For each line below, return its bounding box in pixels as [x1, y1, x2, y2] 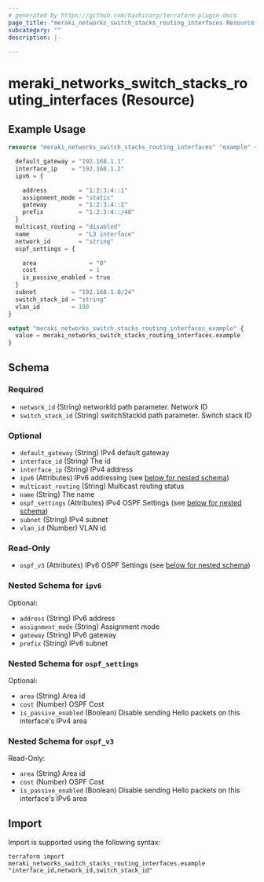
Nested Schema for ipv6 [8, 580, 102, 591]
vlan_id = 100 [15, 303, 90, 311]
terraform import [8, 853, 65, 861]
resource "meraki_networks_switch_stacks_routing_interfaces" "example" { [8, 143, 258, 152]
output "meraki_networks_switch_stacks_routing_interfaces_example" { [8, 324, 244, 333]
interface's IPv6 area [19, 794, 88, 803]
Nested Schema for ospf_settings [8, 658, 139, 669]
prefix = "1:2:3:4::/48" [22, 208, 135, 216]
